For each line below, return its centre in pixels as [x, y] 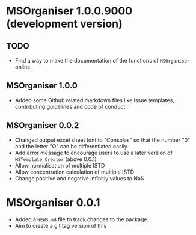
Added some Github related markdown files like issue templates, [94, 100]
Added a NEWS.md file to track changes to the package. [82, 219]
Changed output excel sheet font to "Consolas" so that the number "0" [103, 140]
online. [23, 67]
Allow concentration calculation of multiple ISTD [75, 172]
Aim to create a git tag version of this [61, 225]
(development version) [64, 24]
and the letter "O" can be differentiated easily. [72, 146]
